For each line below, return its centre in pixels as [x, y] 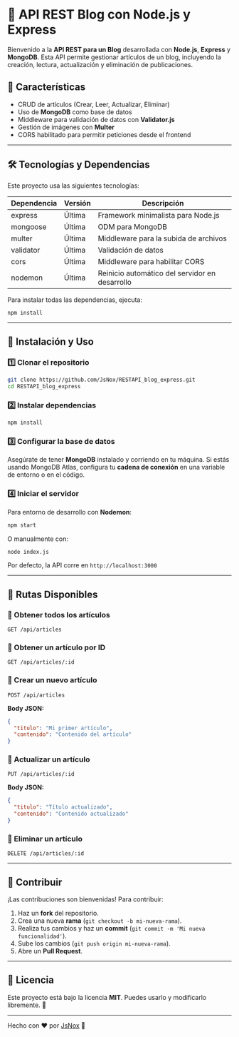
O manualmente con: [38, 539]
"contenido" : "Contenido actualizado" [71, 814]
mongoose [29, 226]
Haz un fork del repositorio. [58, 914]
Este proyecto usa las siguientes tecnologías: [74, 186]
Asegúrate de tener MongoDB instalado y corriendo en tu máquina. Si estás [118, 460]
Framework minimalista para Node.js [159, 215]
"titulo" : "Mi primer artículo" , [63, 728]
